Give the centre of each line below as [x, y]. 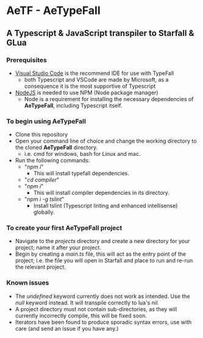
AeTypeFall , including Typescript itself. [73, 105]
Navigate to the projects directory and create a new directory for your [102, 241]
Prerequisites [27, 60]
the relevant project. [40, 267]
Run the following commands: [52, 160]
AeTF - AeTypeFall [53, 11]
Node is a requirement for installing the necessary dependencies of [109, 99]
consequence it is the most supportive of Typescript [90, 86]
